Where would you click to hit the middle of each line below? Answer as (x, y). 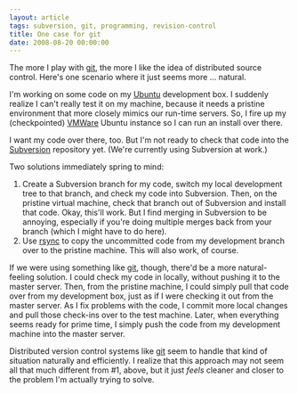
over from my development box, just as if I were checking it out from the (141, 296)
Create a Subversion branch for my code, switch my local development (152, 185)
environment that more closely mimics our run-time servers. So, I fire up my (148, 113)
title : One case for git (55, 34)
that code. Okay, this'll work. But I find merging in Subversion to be (145, 213)
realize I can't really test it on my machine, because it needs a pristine (137, 104)
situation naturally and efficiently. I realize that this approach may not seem (147, 361)
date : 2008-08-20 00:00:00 (59, 42)
